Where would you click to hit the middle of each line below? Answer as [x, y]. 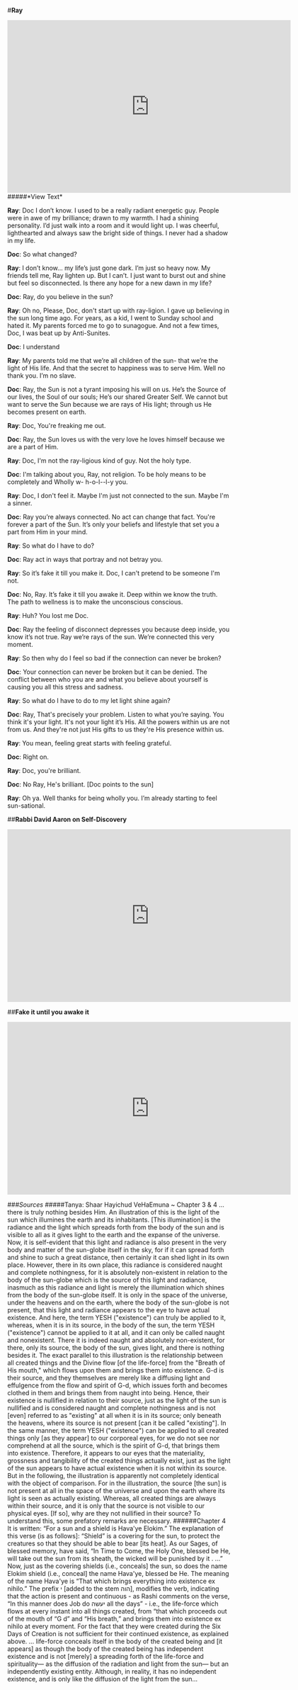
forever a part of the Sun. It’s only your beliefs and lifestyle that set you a [113, 524]
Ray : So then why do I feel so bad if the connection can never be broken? [114, 658]
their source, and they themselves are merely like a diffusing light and [109, 1378]
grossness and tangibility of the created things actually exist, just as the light [119, 1460]
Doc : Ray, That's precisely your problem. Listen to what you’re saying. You [116, 714]
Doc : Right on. [28, 757]
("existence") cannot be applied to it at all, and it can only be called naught [116, 1333]
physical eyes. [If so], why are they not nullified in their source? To [104, 1513]
